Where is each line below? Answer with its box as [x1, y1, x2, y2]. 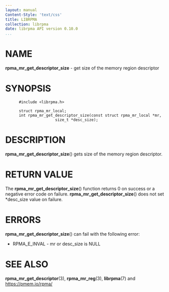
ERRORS [5, 214, 41, 226]
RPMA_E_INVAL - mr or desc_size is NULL [12, 241, 101, 247]
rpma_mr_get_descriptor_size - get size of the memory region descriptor [5, 65, 159, 71]
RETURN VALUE [5, 169, 73, 180]
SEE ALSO [5, 258, 49, 270]
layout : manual [5, 7, 37, 13]
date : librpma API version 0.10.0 [5, 26, 78, 31]
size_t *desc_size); [55, 117, 99, 122]
